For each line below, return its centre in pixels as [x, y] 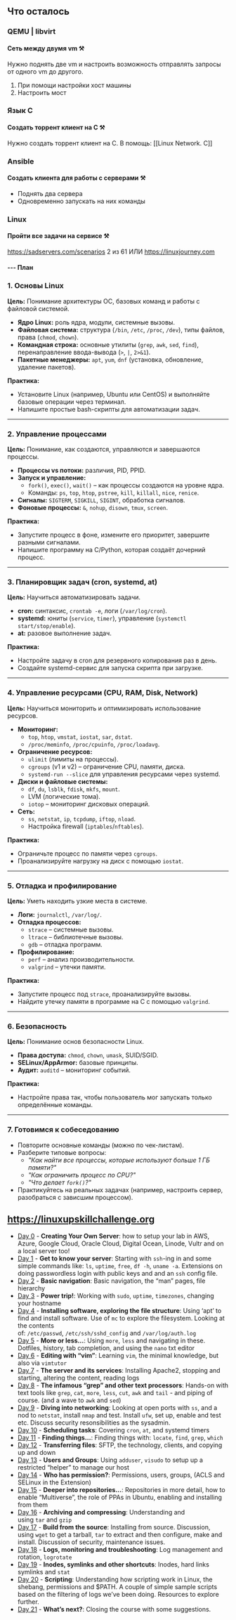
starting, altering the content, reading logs [78, 1378]
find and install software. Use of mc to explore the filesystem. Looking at [121, 1318]
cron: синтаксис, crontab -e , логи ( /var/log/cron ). [92, 611]
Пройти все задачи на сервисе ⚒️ [58, 236]
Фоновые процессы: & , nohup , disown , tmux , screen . [93, 508]
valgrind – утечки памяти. [67, 967]
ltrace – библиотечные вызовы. [76, 936]
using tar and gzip [45, 1520]
